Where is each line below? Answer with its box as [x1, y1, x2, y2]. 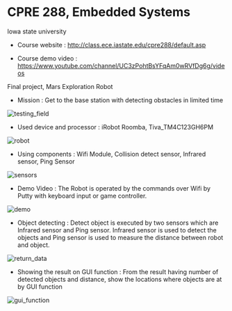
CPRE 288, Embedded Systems [7, 4, 191, 20]
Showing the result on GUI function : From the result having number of [17, 267, 219, 276]
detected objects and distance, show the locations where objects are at [17, 275, 222, 283]
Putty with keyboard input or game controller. [17, 191, 147, 200]
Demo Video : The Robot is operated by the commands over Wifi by [17, 184, 210, 192]
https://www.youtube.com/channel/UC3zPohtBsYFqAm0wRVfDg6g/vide [17, 61, 225, 70]
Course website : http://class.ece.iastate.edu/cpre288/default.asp [17, 40, 206, 49]
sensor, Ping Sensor [17, 157, 75, 166]
